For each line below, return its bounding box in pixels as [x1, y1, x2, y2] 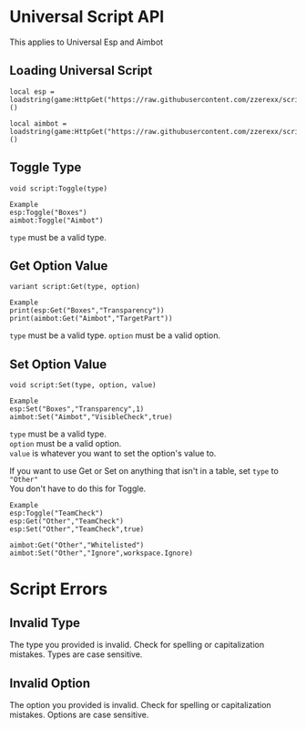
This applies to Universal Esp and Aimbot [9, 36, 164, 47]
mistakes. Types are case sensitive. [9, 649, 143, 660]
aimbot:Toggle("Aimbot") [9, 216, 104, 225]
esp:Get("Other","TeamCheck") [9, 517, 125, 526]
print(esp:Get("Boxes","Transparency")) [9, 306, 166, 315]
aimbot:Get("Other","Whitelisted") [9, 540, 145, 550]
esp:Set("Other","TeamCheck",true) [9, 525, 145, 534]
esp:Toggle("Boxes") [9, 208, 88, 217]
